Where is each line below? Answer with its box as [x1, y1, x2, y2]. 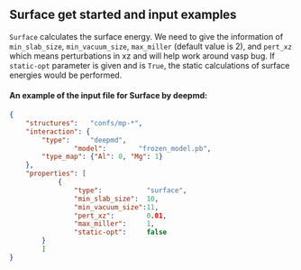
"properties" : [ [25, 169, 87, 179]
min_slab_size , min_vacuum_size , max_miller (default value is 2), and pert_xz [9, 41, 293, 51]
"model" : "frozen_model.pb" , [73, 144, 212, 153]
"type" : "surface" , [73, 185, 187, 195]
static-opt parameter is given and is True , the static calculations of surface [9, 60, 290, 70]
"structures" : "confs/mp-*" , [25, 118, 143, 127]
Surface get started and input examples [9, 7, 237, 23]
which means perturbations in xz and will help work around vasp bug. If [9, 50, 275, 61]
